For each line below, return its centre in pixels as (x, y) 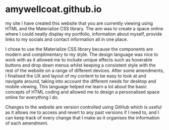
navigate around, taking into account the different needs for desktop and (81, 81)
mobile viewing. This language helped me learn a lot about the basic (76, 86)
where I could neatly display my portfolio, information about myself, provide (84, 34)
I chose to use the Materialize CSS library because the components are (79, 49)
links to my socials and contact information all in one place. (67, 39)
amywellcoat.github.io (53, 9)
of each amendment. (27, 123)
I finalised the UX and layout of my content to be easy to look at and (76, 76)
